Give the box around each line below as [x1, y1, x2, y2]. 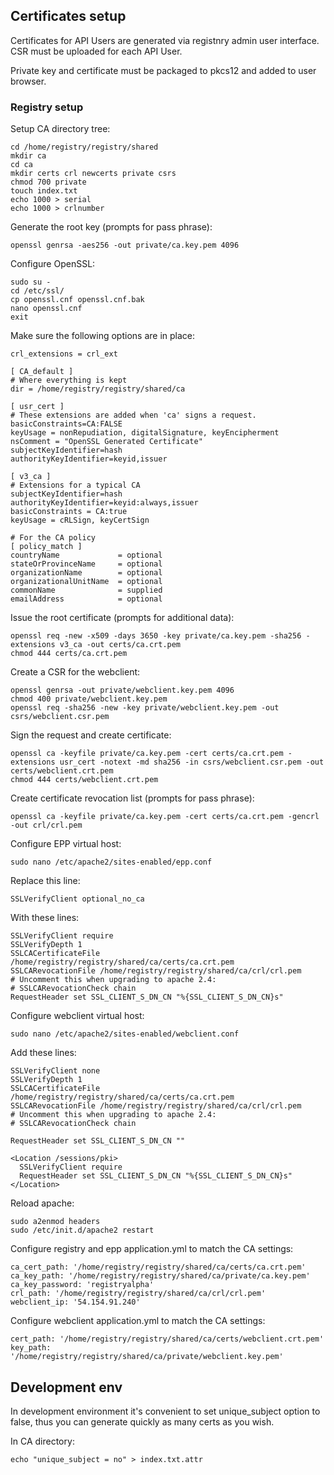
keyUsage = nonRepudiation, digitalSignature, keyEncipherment [10, 428, 280, 438]
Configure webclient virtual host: [10, 1010, 145, 1022]
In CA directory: [10, 1435, 75, 1447]
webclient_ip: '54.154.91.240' [10, 1297, 141, 1308]
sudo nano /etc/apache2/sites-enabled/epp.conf [10, 857, 213, 868]
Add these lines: [10, 1047, 77, 1059]
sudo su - [10, 277, 52, 288]
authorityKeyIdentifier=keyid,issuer [10, 454, 168, 464]
